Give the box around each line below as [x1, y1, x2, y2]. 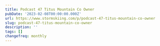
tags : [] [5, 29, 23, 34]
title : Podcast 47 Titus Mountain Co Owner [5, 7, 95, 12]
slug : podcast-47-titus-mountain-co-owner [5, 20, 92, 25]
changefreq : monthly [5, 34, 47, 39]
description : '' [5, 25, 38, 30]
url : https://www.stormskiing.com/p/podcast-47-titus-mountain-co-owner [5, 16, 156, 21]
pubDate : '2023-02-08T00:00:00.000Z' [5, 11, 82, 16]
